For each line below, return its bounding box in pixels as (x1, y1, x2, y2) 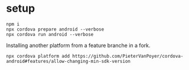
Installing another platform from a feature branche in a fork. (6, 42, 151, 49)
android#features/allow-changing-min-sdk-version (6, 58, 131, 64)
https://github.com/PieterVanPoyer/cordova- (71, 53, 184, 59)
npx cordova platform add (6, 53, 70, 59)
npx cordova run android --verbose (6, 31, 94, 37)
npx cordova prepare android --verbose (6, 26, 105, 32)
